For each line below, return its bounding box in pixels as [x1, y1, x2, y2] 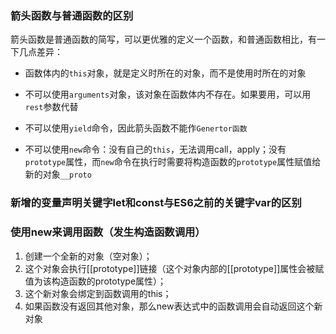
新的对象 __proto [24, 168, 92, 181]
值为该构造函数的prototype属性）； [24, 275, 167, 287]
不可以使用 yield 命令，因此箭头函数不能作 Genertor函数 [24, 122, 248, 134]
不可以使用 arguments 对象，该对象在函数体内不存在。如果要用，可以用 [24, 88, 312, 101]
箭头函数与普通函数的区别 [10, 8, 134, 22]
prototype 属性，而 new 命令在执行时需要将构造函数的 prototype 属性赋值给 [24, 156, 322, 168]
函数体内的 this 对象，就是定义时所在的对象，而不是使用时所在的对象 [24, 67, 307, 79]
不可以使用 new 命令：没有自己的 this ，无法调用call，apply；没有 [24, 143, 287, 156]
